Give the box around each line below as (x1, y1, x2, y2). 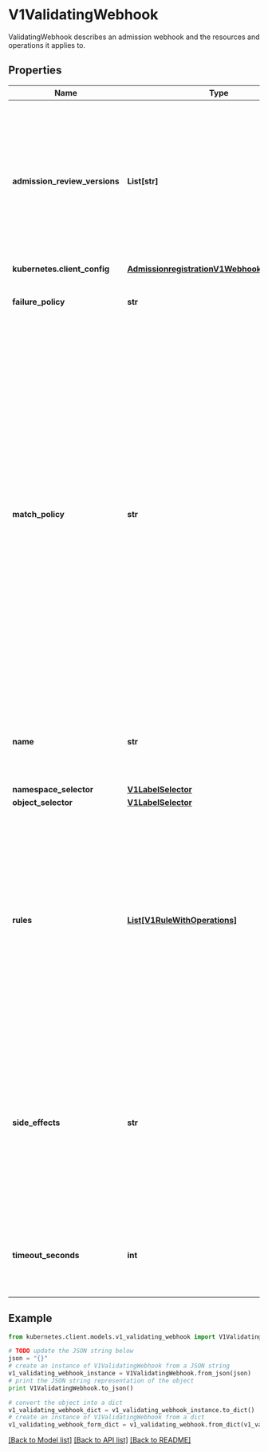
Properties (8, 64, 62, 77)
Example (8, 1312, 53, 1325)
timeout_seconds (12, 1249, 80, 1261)
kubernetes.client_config (12, 263, 110, 274)
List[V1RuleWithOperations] (127, 914, 238, 925)
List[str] (127, 176, 159, 187)
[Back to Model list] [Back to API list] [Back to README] (8, 1435, 191, 1445)
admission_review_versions (12, 176, 120, 187)
